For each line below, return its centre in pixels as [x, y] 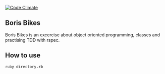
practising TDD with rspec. [32, 40]
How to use [23, 56]
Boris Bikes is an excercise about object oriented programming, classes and [82, 35]
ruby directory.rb [24, 67]
